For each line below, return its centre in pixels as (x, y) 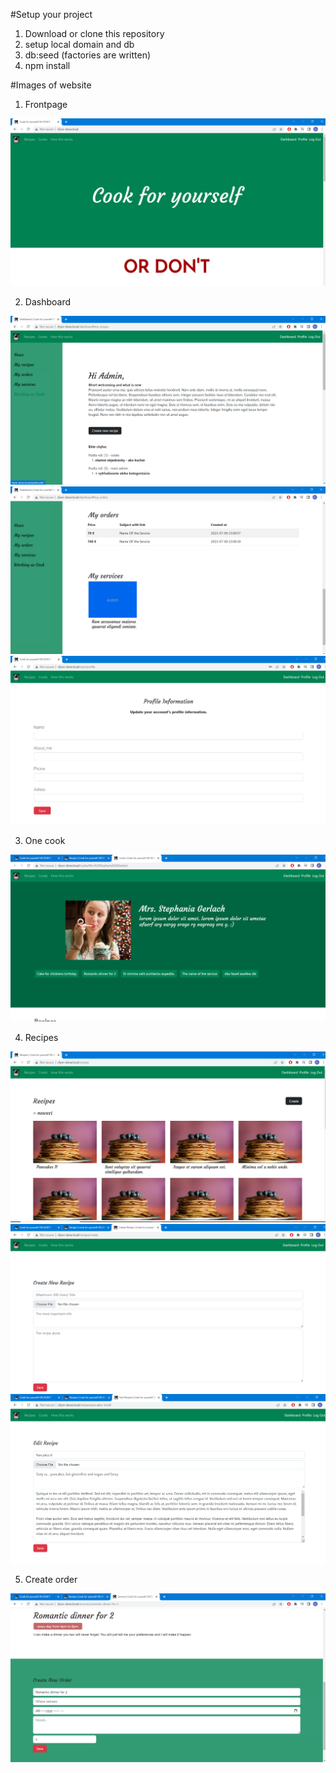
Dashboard (48, 301)
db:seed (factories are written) (88, 55)
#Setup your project (51, 14)
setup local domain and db (79, 44)
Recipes (41, 1038)
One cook (45, 840)
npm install (47, 65)
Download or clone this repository (94, 33)
